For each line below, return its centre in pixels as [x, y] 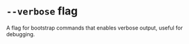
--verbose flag [42, 11]
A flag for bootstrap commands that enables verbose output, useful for [94, 28]
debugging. [21, 34]
